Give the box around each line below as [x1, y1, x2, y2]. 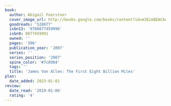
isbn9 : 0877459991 [9, 31, 49, 36]
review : [5, 83, 21, 88]
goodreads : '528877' [9, 21, 53, 27]
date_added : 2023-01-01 [9, 78, 60, 84]
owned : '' [9, 36, 30, 41]
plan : [5, 74, 16, 79]
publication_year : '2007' [9, 45, 65, 50]
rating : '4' [9, 93, 35, 98]
